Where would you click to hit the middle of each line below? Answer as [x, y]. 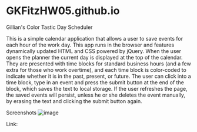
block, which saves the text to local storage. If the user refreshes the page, [97, 88]
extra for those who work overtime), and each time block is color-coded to [96, 70]
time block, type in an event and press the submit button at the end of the [95, 82]
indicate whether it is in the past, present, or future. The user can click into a [98, 76]
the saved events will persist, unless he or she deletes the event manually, [96, 95]
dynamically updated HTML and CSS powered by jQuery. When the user [94, 51]
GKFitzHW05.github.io [63, 11]
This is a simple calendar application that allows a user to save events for [95, 38]
